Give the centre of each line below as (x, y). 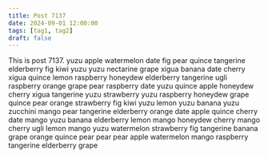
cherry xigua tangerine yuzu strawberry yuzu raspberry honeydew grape (129, 95)
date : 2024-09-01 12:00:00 (53, 23)
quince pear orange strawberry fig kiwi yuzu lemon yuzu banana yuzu (124, 103)
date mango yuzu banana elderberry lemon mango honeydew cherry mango (134, 120)
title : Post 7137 (37, 16)
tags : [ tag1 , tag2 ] (41, 30)
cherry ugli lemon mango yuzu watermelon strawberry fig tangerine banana (133, 128)
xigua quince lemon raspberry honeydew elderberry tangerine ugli (118, 77)
